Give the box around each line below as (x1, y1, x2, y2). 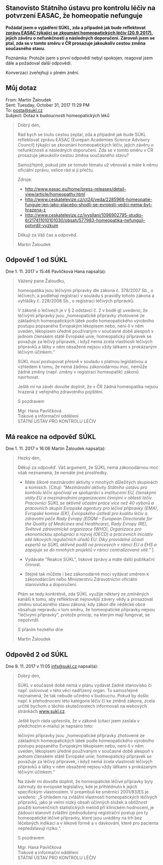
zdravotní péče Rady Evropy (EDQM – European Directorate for (24, 516, 153, 521)
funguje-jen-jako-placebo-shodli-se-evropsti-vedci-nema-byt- (24, 201, 152, 207)
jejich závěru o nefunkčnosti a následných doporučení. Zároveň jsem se (5, 35, 155, 41)
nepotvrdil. (17, 617, 40, 623)
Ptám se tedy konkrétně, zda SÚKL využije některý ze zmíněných (17, 591, 149, 597)
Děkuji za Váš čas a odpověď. (17, 232, 78, 238)
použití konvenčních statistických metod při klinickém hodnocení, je (17, 805, 154, 811)
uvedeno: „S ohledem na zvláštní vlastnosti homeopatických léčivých (17, 794, 158, 800)
